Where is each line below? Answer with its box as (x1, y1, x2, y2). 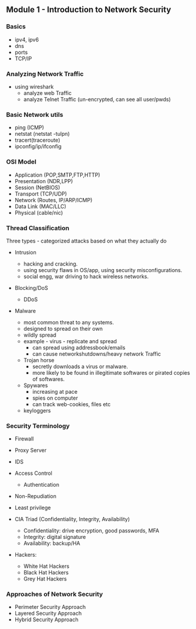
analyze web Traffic (23, 89, 72, 97)
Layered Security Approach (14, 610, 82, 617)
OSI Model (6, 158, 37, 166)
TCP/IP (14, 55, 32, 62)
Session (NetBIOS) (14, 184, 60, 191)
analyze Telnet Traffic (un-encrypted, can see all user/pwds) (23, 95, 171, 103)
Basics (6, 23, 26, 31)
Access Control (14, 470, 53, 477)
